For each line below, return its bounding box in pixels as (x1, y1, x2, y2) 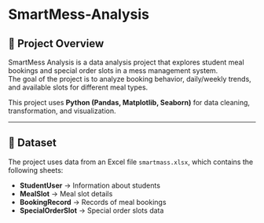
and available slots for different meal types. (8, 82, 148, 92)
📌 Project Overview (8, 37, 104, 50)
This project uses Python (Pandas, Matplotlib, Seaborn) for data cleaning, (8, 98, 250, 107)
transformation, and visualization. (8, 106, 116, 115)
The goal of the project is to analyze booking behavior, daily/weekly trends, (8, 75, 251, 83)
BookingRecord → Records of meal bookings (19, 197, 167, 207)
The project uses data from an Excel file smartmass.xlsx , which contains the (8, 157, 254, 166)
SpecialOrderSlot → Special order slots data (19, 206, 164, 215)
